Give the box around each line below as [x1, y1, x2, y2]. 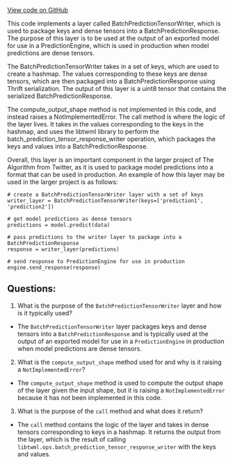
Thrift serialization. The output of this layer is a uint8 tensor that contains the [7, 85, 227, 92]
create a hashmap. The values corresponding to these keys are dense [7, 69, 208, 78]
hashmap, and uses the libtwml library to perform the [7, 128, 160, 135]
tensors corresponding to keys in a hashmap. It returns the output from [17, 427, 221, 436]
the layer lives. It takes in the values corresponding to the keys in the [7, 120, 204, 128]
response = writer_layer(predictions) [7, 246, 120, 253]
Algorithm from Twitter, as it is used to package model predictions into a [7, 163, 214, 171]
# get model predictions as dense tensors [7, 215, 132, 222]
